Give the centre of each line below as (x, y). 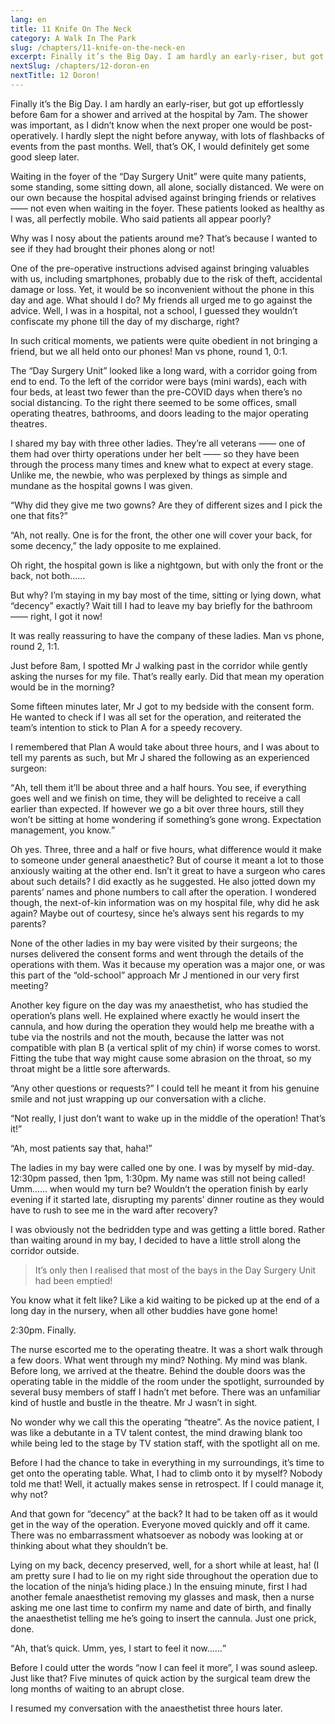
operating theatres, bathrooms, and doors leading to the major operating (159, 413)
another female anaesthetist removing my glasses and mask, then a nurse (162, 1597)
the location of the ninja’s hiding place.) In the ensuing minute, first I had (159, 1586)
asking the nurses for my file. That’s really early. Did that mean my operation (167, 676)
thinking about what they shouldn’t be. (89, 1545)
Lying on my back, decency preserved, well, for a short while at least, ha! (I (165, 1565)
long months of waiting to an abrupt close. (97, 1688)
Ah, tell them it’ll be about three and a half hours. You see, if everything (160, 787)
